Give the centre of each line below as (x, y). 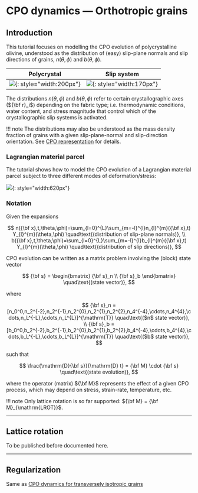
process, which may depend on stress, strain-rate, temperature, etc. (89, 390)
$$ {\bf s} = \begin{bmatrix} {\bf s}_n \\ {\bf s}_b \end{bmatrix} (99, 275)
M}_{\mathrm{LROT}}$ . (34, 407)
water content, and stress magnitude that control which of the (81, 111)
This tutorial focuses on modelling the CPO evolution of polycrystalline (92, 47)
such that (18, 354)
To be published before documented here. (57, 446)
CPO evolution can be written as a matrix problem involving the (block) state (99, 258)
